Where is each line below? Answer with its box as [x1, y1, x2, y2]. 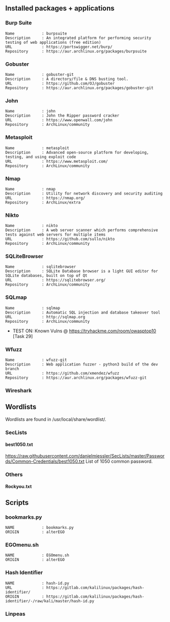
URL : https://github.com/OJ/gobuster [5, 81, 115, 86]
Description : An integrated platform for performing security [5, 35, 152, 40]
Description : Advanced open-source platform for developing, [5, 150, 149, 155]
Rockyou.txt [5, 484, 32, 490]
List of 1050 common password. [86, 458, 153, 464]
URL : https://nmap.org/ [5, 195, 86, 201]
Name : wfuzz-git [5, 357, 67, 363]
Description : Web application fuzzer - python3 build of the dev [5, 362, 158, 367]
